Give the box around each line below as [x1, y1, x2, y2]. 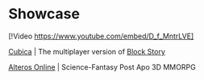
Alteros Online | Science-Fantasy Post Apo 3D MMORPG [8, 62, 196, 72]
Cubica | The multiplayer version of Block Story [8, 46, 165, 56]
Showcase [8, 5, 81, 23]
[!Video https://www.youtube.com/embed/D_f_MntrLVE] [8, 31, 194, 41]
